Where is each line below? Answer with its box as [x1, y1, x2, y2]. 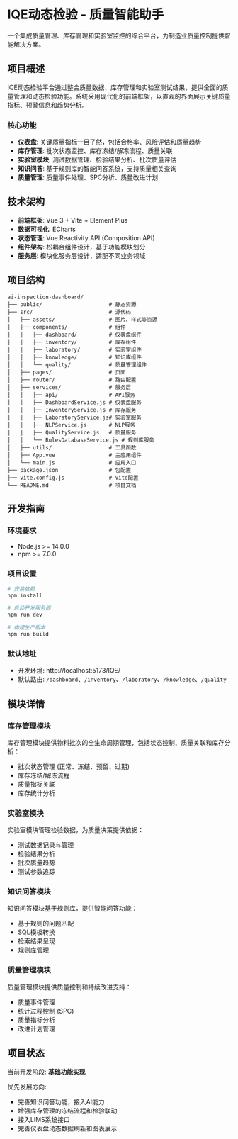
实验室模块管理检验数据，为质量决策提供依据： [7, 826, 144, 834]
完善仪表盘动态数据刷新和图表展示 [17, 1124, 118, 1133]
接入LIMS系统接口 [17, 1115, 71, 1123]
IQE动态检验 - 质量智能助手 [7, 6, 164, 23]
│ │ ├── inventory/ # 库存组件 [7, 338, 137, 346]
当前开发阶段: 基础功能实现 [7, 1067, 86, 1076]
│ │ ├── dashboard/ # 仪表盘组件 [7, 331, 142, 338]
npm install [7, 592, 42, 599]
